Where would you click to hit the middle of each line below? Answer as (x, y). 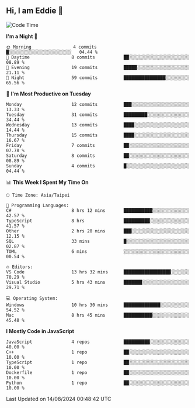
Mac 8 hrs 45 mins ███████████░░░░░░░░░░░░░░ (98, 315)
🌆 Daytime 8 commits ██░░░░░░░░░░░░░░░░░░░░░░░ (98, 57)
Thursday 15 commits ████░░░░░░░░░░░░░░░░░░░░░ (98, 135)
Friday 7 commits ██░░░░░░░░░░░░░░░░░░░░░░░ (98, 145)
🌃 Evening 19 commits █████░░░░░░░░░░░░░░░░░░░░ (98, 67)
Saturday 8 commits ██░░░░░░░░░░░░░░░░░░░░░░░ (98, 156)
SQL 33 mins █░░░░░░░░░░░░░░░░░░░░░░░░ (98, 241)
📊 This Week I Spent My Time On (47, 182)
